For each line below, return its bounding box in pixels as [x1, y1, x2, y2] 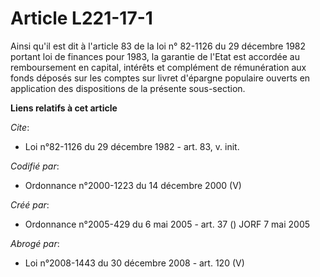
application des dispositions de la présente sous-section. [10, 82, 246, 94]
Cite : [10, 121, 30, 133]
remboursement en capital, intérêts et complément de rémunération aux [10, 61, 307, 73]
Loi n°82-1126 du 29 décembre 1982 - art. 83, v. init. [24, 140, 240, 152]
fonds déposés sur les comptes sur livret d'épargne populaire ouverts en [10, 72, 311, 84]
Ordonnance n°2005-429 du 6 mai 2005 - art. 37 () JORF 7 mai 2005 [24, 218, 311, 230]
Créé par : [10, 198, 50, 211]
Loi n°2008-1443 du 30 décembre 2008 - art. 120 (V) [24, 257, 245, 269]
